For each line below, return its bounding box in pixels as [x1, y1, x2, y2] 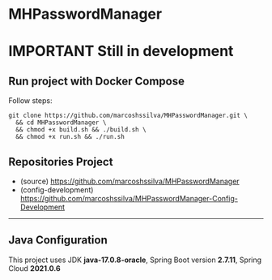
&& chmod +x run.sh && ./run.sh [15, 133, 125, 141]
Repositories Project [8, 155, 113, 169]
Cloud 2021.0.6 [8, 263, 61, 273]
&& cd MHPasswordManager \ [15, 118, 107, 127]
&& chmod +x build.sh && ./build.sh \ [15, 126, 147, 134]
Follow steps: [8, 96, 53, 106]
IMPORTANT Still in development [8, 42, 234, 61]
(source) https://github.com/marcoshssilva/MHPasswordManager [19, 176, 240, 186]
